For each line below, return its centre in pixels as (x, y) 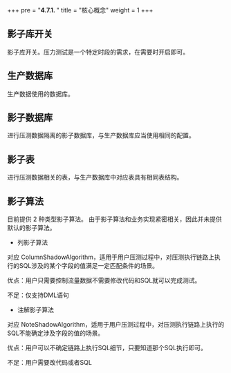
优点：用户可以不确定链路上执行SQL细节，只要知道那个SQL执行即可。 (107, 348)
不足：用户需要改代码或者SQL (49, 363)
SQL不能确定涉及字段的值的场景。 (56, 333)
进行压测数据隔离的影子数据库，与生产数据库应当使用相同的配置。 (101, 135)
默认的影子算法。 (31, 228)
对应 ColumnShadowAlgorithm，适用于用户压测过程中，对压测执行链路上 (111, 257)
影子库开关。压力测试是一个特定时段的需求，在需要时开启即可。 (98, 52)
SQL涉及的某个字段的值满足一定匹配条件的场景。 (89, 266)
